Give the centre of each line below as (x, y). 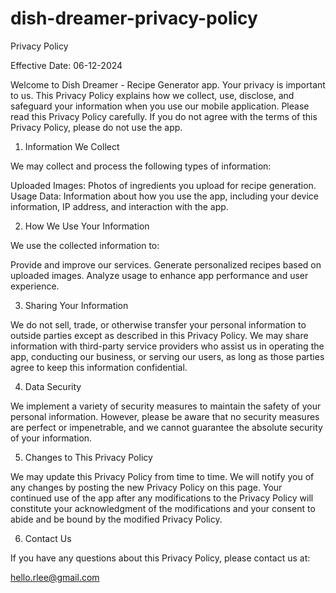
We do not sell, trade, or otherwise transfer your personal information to (158, 324)
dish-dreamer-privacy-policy (134, 18)
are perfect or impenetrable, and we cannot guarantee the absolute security (166, 427)
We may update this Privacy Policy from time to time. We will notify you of (162, 476)
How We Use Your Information (87, 226)
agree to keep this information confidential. (99, 367)
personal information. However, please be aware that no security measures (165, 416)
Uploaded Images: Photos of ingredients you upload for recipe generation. (163, 185)
